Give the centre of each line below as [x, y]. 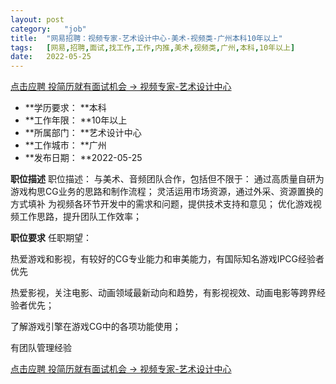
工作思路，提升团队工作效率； [80, 217]
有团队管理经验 [41, 348]
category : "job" [48, 29]
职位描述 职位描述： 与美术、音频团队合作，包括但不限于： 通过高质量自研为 [167, 179]
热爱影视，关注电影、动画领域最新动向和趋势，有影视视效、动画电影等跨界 [163, 293]
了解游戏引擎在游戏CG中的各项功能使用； [96, 327]
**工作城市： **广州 [65, 145]
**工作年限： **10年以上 [76, 120]
